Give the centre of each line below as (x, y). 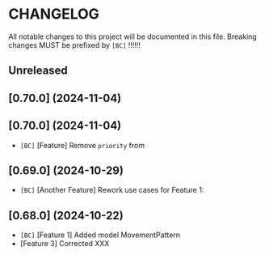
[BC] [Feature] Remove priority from (82, 145)
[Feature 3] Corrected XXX (65, 244)
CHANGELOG (54, 14)
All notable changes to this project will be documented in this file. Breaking (132, 36)
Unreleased (38, 71)
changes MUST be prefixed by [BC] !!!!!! (75, 45)
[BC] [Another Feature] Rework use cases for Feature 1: (112, 190)
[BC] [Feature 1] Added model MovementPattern (100, 235)
